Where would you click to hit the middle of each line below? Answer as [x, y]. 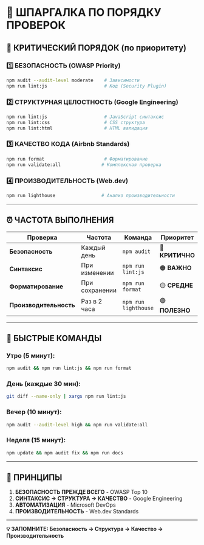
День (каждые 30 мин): [43, 384]
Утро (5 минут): [31, 355]
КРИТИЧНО [177, 255]
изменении [97, 272]
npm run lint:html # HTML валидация [77, 128]
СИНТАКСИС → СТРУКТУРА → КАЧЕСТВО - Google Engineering [99, 499]
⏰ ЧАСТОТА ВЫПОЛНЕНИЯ [60, 220]
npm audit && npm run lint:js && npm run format [69, 368]
